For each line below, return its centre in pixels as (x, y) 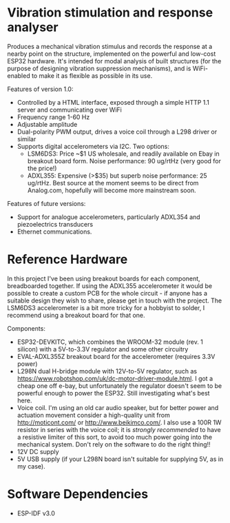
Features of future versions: (46, 203)
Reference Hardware (67, 259)
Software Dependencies (78, 494)
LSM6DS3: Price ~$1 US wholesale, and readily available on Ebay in (123, 154)
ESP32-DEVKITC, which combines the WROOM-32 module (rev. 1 (110, 342)
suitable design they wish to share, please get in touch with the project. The (115, 300)
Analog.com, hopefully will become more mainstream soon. (112, 190)
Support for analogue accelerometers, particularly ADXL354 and (109, 217)
